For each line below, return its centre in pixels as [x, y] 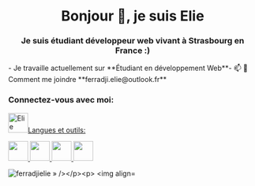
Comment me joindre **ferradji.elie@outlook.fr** [88, 80]
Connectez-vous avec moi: [61, 100]
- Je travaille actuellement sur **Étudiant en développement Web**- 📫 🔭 [128, 68]
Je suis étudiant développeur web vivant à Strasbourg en [133, 41]
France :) [133, 50]
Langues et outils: [57, 130]
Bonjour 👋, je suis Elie [133, 16]
